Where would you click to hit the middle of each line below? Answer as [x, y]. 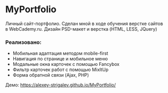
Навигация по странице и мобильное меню [60, 59]
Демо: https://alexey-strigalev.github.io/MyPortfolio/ [61, 85]
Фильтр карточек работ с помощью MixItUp [61, 69]
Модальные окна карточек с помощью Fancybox [66, 64]
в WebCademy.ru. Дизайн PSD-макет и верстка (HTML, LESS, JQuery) [81, 29]
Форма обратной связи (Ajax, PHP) [51, 75]
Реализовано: [23, 42]
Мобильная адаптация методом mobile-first [60, 53]
